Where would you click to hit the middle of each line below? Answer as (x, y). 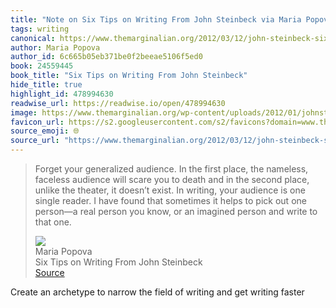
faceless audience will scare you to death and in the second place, (172, 179)
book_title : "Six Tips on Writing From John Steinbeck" (129, 76)
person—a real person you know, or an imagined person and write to (176, 211)
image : (24, 112)
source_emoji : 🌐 (45, 131)
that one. (53, 222)
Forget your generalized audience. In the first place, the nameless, (171, 169)
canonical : (33, 38)
